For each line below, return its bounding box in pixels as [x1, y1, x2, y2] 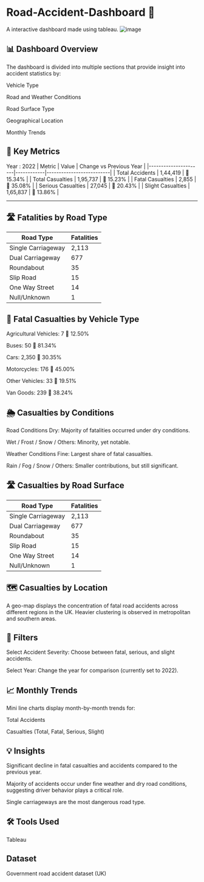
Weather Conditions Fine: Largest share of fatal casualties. [6, 450, 153, 457]
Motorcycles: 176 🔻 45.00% [6, 365, 75, 373]
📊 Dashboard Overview [6, 44, 98, 54]
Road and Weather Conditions [6, 93, 81, 100]
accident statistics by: [6, 69, 61, 77]
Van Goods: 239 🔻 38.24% [6, 389, 73, 396]
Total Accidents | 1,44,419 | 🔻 [116, 169, 189, 176]
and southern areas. [6, 615, 56, 622]
